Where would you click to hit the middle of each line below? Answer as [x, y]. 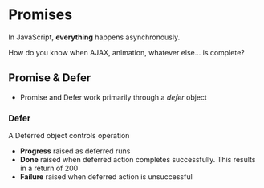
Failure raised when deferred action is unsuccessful [106, 177]
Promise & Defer [50, 78]
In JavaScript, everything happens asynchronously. [94, 37]
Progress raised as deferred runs [75, 151]
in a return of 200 [49, 168]
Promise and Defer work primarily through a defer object [113, 97]
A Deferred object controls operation [69, 136]
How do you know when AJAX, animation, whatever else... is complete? [126, 52]
